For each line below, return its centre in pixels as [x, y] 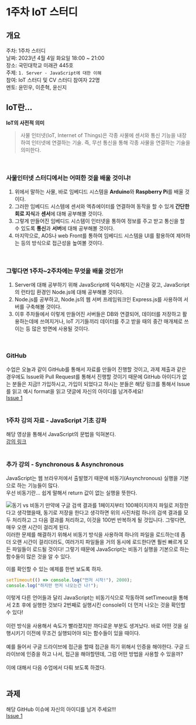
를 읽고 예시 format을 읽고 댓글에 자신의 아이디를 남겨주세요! [75, 391]
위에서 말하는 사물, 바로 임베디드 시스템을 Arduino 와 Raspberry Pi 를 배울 [99, 192]
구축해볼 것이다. [44, 307]
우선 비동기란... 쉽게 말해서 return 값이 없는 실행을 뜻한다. [72, 493]
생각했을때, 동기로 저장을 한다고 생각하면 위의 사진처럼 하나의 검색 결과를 [99, 513]
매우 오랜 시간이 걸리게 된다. [38, 527]
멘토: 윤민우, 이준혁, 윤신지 [37, 87]
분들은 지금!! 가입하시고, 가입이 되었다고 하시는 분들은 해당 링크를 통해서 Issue [101, 384]
